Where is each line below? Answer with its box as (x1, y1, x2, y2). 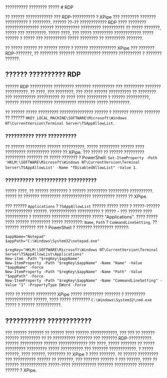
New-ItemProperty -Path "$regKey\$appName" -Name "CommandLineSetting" (5, 278, 158, 283)
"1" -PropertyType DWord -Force (18, 283, 86, 288)
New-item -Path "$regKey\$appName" (5, 256, 80, 262)
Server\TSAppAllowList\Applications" (5, 252, 84, 257)
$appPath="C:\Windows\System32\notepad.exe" (5, 238, 100, 244)
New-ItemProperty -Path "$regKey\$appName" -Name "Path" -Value (5, 270, 142, 275)
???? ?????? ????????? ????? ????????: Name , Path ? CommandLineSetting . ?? (5, 219, 157, 225)
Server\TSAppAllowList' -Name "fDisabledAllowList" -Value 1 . (5, 164, 137, 170)
